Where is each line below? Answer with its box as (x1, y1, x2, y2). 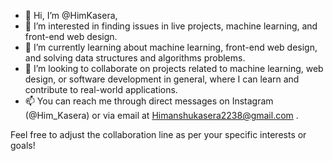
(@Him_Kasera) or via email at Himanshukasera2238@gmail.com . (24, 110, 299, 121)
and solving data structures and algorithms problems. (24, 52, 246, 64)
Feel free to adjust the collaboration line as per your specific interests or (10, 129, 307, 140)
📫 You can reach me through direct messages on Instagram (24, 95, 274, 107)
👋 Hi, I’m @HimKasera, (24, 10, 118, 21)
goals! (10, 140, 36, 151)
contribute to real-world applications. (24, 84, 178, 95)
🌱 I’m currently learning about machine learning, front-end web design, (24, 41, 318, 53)
